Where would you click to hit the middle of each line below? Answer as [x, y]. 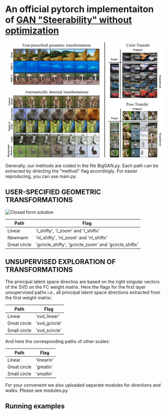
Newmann [18, 237]
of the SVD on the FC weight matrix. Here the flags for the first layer [75, 287]
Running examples [35, 406]
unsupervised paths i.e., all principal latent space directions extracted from [83, 292]
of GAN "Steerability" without [69, 20]
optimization [32, 31]
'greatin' [44, 367]
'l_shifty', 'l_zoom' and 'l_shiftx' [68, 230]
